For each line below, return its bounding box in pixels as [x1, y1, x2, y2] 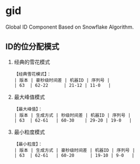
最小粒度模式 [13, 128, 45, 135]
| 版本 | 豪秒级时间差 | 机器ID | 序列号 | [13, 77, 110, 83]
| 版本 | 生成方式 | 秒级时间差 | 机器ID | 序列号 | [13, 112, 131, 118]
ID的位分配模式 [5, 42, 60, 52]
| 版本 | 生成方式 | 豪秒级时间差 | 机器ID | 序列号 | [13, 147, 135, 153]
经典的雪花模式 [13, 58, 50, 65]
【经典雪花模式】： [13, 71, 51, 77]
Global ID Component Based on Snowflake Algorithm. [5, 23, 134, 30]
